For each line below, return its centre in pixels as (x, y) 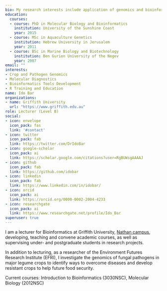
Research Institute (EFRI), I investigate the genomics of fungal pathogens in (82, 257)
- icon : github (21, 162)
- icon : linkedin (23, 176)
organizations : (21, 97)
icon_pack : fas (25, 125)
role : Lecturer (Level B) (32, 112)
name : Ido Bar (20, 93)
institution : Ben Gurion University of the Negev (67, 56)
